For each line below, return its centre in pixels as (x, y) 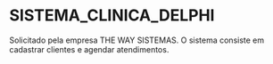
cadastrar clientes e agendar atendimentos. (89, 49)
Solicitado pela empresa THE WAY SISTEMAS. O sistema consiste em (137, 40)
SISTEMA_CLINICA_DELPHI (112, 16)
